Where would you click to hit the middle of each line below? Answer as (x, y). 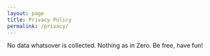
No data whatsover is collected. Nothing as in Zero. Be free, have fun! (105, 46)
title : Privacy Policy (39, 20)
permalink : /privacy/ (38, 26)
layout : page (26, 13)
